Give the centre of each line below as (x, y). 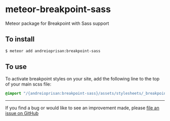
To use (16, 67)
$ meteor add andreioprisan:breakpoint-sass (53, 51)
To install (20, 39)
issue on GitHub (22, 113)
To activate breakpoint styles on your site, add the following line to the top (82, 79)
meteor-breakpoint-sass (58, 9)
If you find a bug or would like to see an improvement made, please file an (82, 108)
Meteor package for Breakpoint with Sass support (57, 23)
